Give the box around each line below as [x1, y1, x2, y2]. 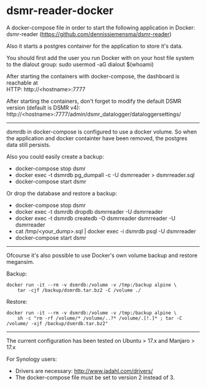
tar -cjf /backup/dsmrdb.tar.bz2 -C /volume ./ [17, 287, 141, 293]
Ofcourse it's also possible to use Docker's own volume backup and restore [6, 252, 198, 259]
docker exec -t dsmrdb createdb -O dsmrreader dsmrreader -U [15, 214, 176, 222]
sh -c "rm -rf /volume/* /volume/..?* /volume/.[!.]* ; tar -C [17, 315, 183, 321]
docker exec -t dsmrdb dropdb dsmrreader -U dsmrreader [15, 208, 164, 215]
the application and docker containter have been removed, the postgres [6, 134, 188, 141]
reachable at [6, 79, 38, 86]
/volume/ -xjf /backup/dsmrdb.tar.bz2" [6, 320, 109, 326]
